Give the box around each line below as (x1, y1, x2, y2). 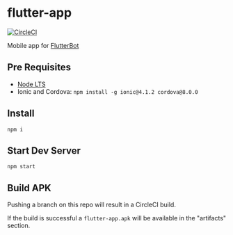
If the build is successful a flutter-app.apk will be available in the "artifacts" (7, 214, 227, 222)
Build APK (7, 182, 51, 194)
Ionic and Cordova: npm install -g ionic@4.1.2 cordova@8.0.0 (17, 87, 198, 95)
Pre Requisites (7, 61, 72, 74)
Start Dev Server (7, 145, 81, 156)
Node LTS (17, 80, 46, 88)
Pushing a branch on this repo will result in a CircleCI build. (7, 200, 176, 209)
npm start (7, 163, 36, 170)
